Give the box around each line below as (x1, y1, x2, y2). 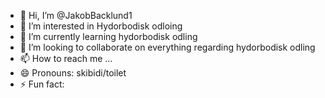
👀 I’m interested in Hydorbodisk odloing (19, 20, 183, 32)
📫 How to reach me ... (19, 53, 113, 64)
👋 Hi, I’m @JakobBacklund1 (19, 10, 133, 21)
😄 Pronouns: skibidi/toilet (19, 67, 127, 79)
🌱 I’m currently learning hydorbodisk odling (19, 31, 198, 42)
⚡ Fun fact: (19, 78, 65, 90)
